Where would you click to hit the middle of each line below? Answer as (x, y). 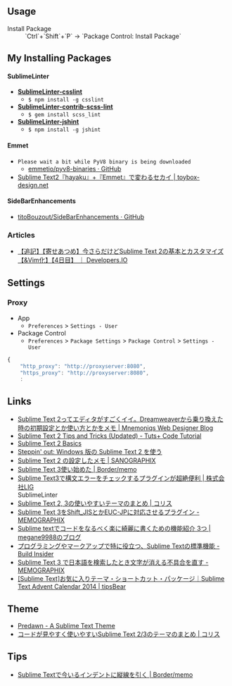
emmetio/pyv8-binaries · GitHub (75, 169)
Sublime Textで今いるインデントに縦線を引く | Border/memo (105, 674)
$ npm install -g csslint (66, 100)
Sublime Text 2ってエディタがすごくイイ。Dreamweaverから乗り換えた (120, 419)
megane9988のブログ (49, 537)
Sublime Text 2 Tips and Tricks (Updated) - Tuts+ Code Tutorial (109, 436)
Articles (21, 235)
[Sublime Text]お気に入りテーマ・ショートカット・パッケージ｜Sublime (121, 579)
